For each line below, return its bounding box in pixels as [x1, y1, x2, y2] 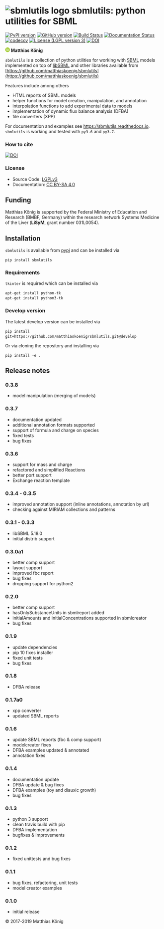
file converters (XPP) [12, 113, 56, 119]
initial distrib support [12, 535, 55, 541]
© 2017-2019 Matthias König [5, 918, 64, 924]
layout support [12, 564, 42, 571]
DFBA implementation [12, 827, 57, 833]
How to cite [5, 141, 33, 148]
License [5, 165, 25, 172]
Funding [5, 196, 31, 204]
